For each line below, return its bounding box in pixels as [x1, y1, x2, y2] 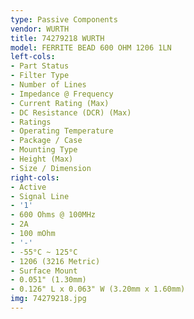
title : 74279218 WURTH [10, 33, 105, 43]
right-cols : [10, 172, 60, 183]
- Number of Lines [10, 80, 87, 90]
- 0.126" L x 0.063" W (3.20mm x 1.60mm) [10, 284, 186, 295]
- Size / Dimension [10, 163, 92, 173]
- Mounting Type [10, 145, 78, 155]
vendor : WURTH [10, 24, 70, 34]
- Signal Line [10, 191, 70, 201]
